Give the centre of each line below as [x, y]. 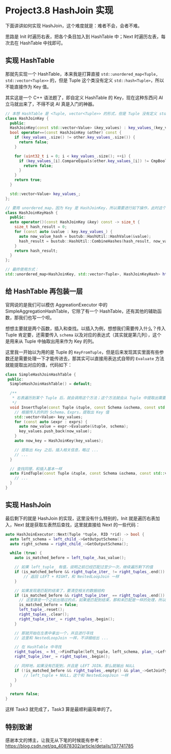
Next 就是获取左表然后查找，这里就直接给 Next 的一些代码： [77, 524]
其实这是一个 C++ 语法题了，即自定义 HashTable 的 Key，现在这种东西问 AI [84, 97]
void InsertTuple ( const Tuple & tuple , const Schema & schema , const [83, 407]
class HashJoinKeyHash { [32, 213]
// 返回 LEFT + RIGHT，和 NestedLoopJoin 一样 [72, 576]
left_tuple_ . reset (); [42, 610]
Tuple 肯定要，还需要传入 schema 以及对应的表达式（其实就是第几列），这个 [83, 335]
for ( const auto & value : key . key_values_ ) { [64, 232]
